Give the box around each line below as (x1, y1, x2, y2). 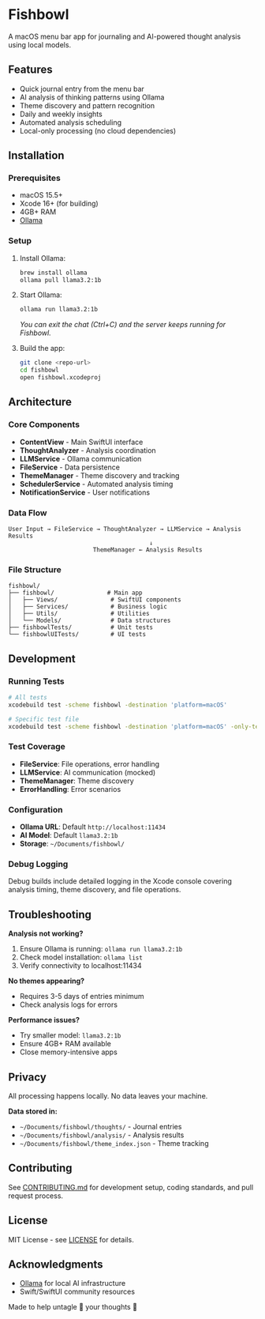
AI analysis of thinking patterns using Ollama (19, 92, 165, 102)
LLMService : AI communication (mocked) (19, 767, 156, 777)
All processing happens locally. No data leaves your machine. (8, 1091, 208, 1100)
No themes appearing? (8, 976, 85, 985)
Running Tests (8, 676, 65, 687)
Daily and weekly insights (19, 109, 103, 119)
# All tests (8, 693, 47, 701)
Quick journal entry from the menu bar (19, 84, 144, 93)
